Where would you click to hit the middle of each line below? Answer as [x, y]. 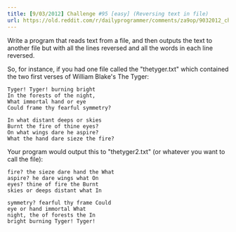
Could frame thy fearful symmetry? [59, 108]
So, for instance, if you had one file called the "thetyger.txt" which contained [118, 69]
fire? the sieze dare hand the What [61, 172]
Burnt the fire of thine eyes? [53, 126]
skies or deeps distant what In [54, 191]
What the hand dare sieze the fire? [61, 138]
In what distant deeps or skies [54, 120]
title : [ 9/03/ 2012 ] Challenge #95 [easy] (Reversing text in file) [108, 14]
